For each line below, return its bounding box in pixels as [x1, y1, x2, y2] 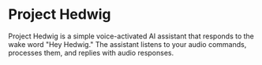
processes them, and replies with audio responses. [8, 48, 174, 57]
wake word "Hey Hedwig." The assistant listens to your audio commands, [8, 39, 247, 49]
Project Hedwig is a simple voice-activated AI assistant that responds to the [8, 31, 254, 41]
